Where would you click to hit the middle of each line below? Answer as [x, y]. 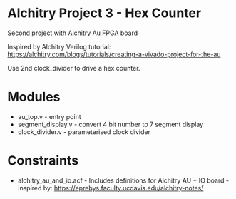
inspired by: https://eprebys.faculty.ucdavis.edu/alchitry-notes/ [111, 188]
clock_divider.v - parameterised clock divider [84, 132]
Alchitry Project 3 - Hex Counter [104, 13]
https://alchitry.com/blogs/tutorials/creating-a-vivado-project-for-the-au [114, 54]
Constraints [43, 161]
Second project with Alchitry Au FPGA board [73, 33]
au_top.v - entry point [49, 116]
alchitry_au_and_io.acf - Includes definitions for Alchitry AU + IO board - [123, 180]
